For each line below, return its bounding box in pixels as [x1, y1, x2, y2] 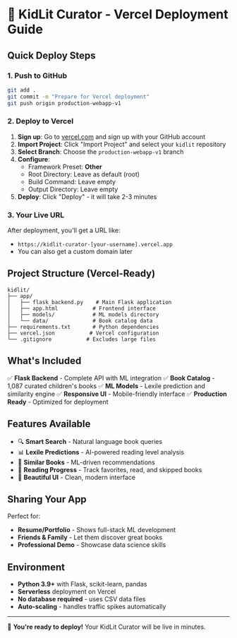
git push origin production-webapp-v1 [7, 100, 121, 107]
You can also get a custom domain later [17, 247, 133, 256]
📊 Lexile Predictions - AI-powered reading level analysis [17, 447, 185, 456]
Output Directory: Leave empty [28, 185, 119, 193]
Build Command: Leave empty [28, 177, 116, 186]
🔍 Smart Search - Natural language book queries [17, 437, 163, 445]
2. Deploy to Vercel [7, 116, 74, 126]
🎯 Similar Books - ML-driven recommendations [17, 458, 155, 467]
